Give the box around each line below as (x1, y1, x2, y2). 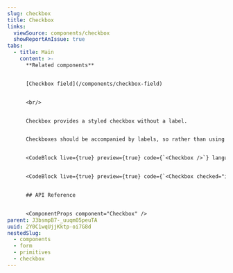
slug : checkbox (7, 10, 51, 17)
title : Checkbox (7, 17, 54, 24)
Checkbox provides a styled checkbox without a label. (25, 117, 188, 125)
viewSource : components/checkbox (13, 29, 110, 37)
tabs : (7, 42, 23, 49)
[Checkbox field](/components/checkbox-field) (25, 80, 163, 87)
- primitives (13, 249, 51, 256)
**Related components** (25, 62, 95, 69)
